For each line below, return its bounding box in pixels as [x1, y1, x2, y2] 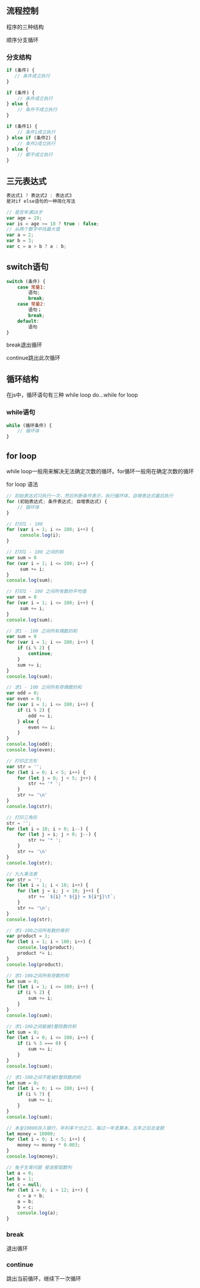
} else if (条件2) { [6, 134, 57, 141]
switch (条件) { [6, 278, 46, 284]
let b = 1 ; [6, 1176, 34, 1182]
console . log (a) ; [17, 1210, 59, 1216]
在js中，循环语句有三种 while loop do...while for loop [6, 391, 138, 399]
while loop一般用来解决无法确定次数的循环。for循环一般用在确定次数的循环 [6, 468, 194, 475]
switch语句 [6, 262, 49, 272]
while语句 [6, 408, 35, 417]
